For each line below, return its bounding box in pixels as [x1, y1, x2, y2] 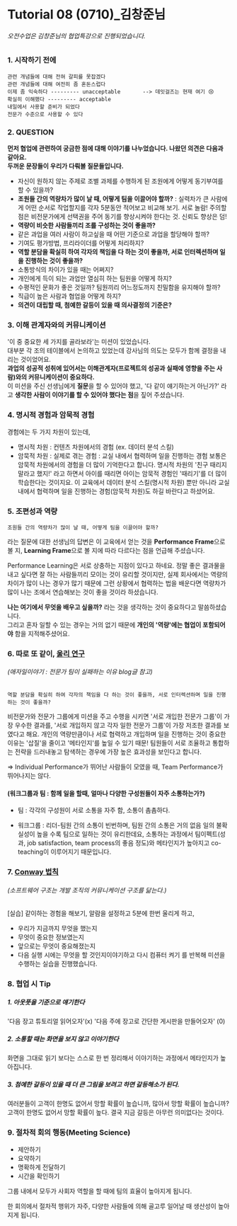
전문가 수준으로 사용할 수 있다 [7, 110, 83, 118]
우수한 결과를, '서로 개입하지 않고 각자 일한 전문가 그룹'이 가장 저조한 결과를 [14, 721, 222, 730]
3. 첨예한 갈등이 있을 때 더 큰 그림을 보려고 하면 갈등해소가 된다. [7, 1080, 180, 1089]
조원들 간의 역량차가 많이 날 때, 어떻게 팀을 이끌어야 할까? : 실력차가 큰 [17, 195, 209, 203]
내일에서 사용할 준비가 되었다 [7, 103, 80, 110]
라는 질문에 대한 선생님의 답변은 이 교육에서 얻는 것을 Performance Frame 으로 [7, 537, 226, 546]
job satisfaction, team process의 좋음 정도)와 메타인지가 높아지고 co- [27, 839, 221, 847]
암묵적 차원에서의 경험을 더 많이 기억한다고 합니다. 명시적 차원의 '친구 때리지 [17, 460, 228, 469]
